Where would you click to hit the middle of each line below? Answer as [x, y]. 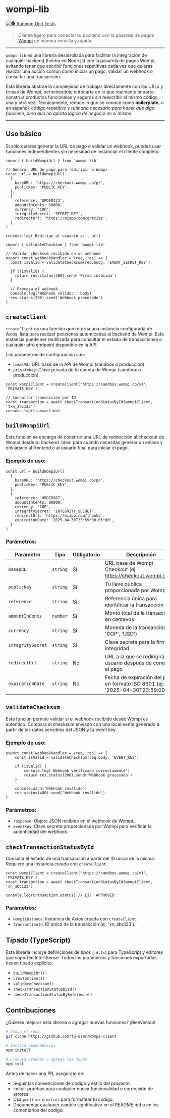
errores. [21, 1094]
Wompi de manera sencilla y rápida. [55, 40]
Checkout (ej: [121, 569]
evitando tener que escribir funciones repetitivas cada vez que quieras [79, 66]
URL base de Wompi [129, 563]
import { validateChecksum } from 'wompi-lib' [55, 245]
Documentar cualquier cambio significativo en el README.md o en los [86, 1105]
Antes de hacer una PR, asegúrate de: [45, 1074]
